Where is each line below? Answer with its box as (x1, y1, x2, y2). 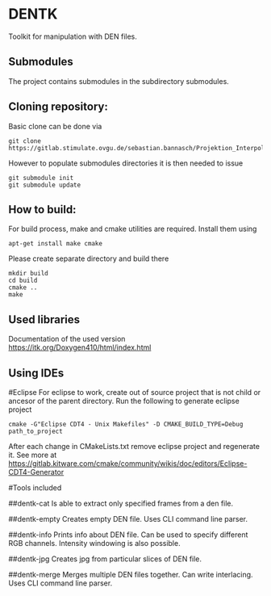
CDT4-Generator (8, 468, 65, 476)
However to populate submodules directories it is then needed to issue (8, 158, 244, 168)
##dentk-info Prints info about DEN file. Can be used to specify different (8, 530, 248, 539)
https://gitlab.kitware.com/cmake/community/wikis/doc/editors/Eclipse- (8, 459, 248, 468)
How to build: (8, 203, 77, 216)
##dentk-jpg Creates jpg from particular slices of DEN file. (8, 554, 202, 564)
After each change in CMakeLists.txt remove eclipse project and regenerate (8, 442, 261, 451)
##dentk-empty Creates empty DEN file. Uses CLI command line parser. (8, 514, 248, 523)
